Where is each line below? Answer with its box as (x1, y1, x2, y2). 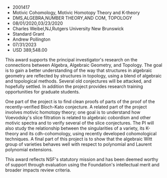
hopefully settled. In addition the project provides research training (5, 83, 143, 90)
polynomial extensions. (5, 147, 53, 152)
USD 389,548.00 (12, 47, 48, 53)
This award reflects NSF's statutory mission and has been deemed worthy (5, 156, 158, 162)
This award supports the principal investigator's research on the (5, 57, 138, 62)
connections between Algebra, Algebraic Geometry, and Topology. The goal (5, 62, 162, 68)
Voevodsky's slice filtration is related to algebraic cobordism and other (5, 115, 151, 120)
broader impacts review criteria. (5, 167, 71, 173)
